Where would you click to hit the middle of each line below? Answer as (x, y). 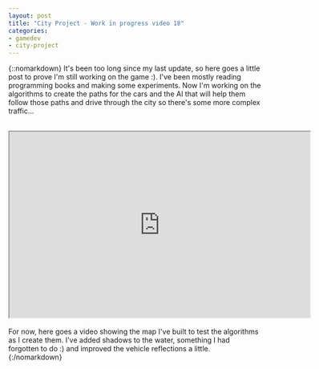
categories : (28, 30)
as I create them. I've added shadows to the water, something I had (119, 340)
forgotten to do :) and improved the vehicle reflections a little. (109, 349)
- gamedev (25, 38)
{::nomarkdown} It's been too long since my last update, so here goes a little (134, 68)
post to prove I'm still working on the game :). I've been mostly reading (125, 77)
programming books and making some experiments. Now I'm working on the (135, 86)
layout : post (30, 16)
